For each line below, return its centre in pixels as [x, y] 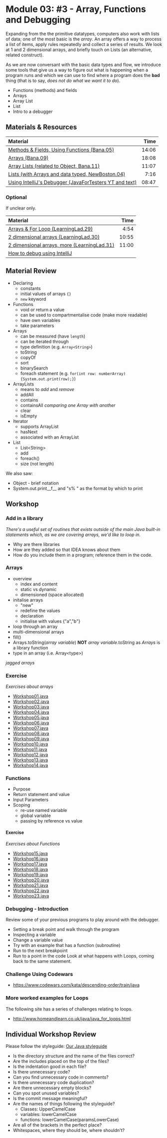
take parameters [37, 325]
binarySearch [34, 368]
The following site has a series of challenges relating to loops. [69, 1009]
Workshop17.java [30, 864]
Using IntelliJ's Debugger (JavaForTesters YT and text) [73, 182]
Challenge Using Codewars [39, 974]
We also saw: [19, 473]
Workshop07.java [31, 728]
